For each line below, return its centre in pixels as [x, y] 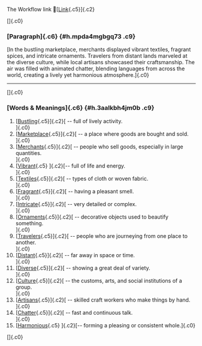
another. [26, 242]
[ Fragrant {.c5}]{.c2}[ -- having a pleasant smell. [75, 191]
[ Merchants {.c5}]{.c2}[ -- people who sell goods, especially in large [99, 147]
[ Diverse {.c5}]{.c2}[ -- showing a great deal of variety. [83, 268]
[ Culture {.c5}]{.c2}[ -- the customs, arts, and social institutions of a [99, 281]
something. [29, 223]
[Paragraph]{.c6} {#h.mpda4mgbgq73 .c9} [71, 36]
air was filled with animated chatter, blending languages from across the [96, 68]
